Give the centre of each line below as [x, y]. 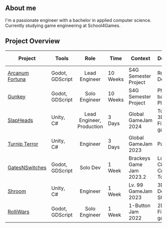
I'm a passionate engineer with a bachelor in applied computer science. [78, 20]
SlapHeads [20, 120]
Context [141, 58]
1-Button [139, 205]
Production [90, 126]
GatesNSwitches [27, 167]
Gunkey [17, 97]
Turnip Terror [23, 144]
